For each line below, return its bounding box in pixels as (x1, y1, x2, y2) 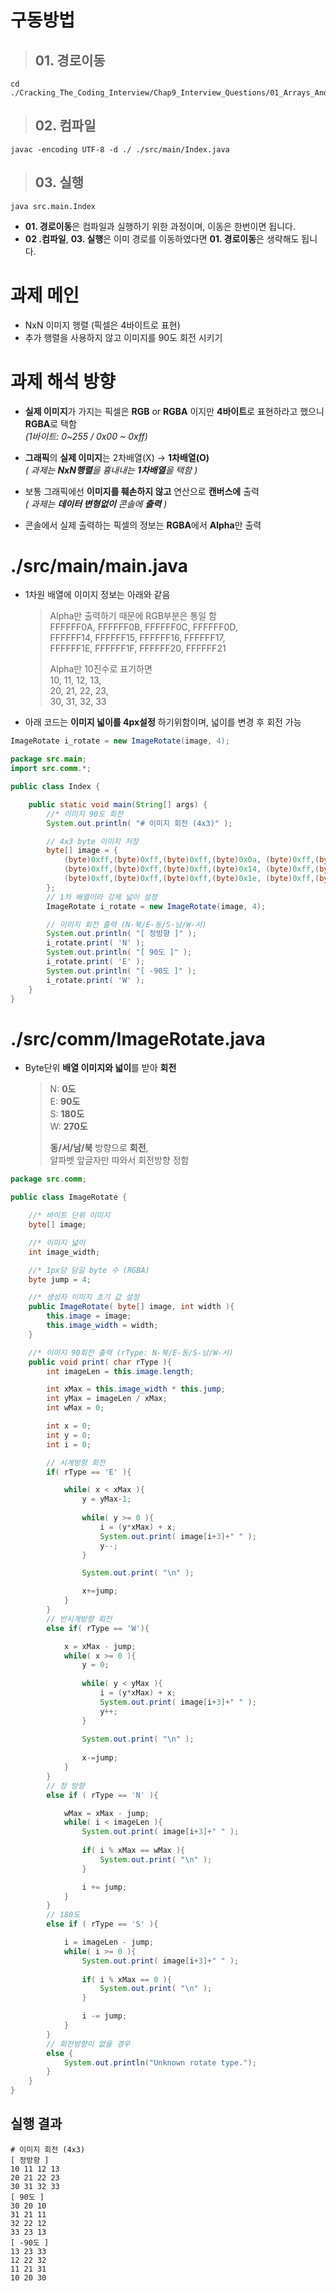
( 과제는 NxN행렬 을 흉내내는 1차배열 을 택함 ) (24, 464, 198, 476)
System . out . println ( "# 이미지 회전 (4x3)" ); (46, 818, 233, 828)
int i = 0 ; (46, 1439, 92, 1450)
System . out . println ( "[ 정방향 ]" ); (46, 929, 197, 939)
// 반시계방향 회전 (46, 1614, 113, 1624)
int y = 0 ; (46, 1430, 92, 1440)
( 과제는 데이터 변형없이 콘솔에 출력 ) (24, 497, 168, 510)
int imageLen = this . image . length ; (46, 1366, 195, 1376)
